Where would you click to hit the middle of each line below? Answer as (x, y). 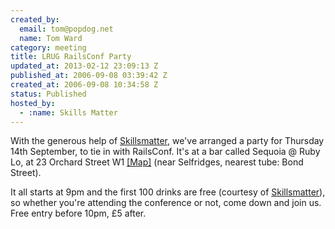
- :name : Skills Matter (68, 112)
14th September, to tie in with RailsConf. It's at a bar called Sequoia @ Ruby (165, 152)
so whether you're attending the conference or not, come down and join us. (166, 203)
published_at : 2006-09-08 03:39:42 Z (89, 76)
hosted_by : (33, 103)
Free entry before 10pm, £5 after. (78, 213)
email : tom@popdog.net (66, 29)
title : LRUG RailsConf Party (71, 57)
